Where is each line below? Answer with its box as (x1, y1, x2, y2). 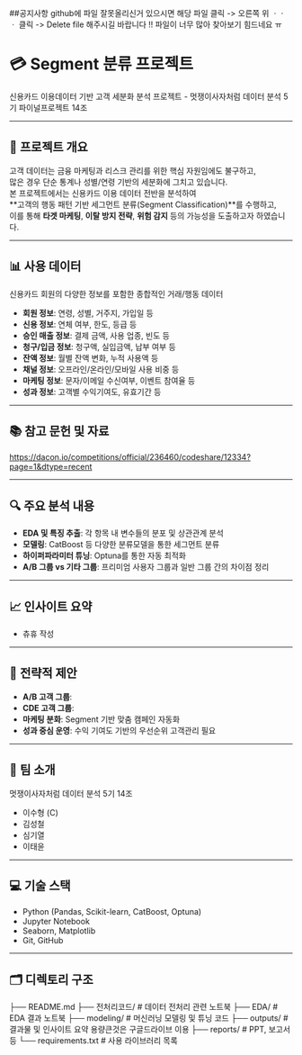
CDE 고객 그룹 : (22, 702, 75, 713)
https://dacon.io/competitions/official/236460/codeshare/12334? (9, 452, 252, 463)
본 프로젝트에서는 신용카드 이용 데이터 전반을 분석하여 (9, 187, 197, 198)
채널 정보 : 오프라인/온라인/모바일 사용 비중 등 (22, 364, 180, 374)
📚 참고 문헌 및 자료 (9, 423, 110, 438)
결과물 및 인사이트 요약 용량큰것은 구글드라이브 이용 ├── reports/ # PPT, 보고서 (9, 1024, 290, 1035)
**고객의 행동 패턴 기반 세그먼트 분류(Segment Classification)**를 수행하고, (9, 199, 277, 210)
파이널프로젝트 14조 (18, 102, 88, 113)
